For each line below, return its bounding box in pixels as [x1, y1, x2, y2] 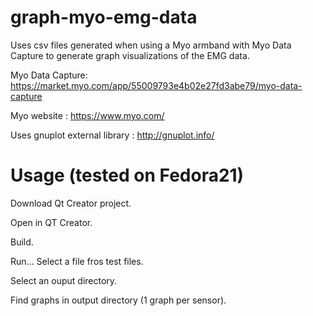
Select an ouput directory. [10, 274, 118, 286]
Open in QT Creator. [10, 216, 93, 228]
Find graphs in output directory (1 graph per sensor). [10, 294, 227, 306]
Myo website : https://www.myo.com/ [10, 109, 165, 121]
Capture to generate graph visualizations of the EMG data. [10, 49, 250, 61]
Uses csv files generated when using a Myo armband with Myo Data [10, 39, 292, 51]
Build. [10, 236, 34, 248]
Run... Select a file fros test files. [10, 255, 144, 267]
